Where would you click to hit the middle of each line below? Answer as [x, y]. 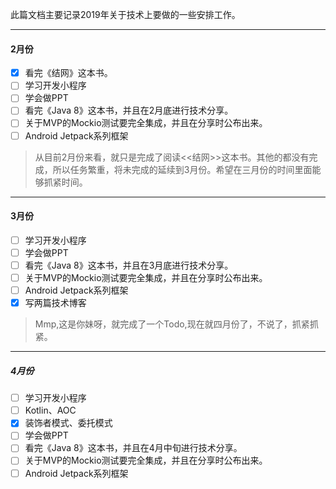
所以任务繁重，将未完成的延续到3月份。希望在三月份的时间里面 [182, 169]
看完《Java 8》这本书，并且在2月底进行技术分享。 [129, 110]
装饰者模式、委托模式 [68, 423]
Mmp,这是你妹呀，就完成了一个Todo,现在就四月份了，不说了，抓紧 [172, 324]
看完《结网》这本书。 [68, 73]
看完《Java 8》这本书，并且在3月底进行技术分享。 [129, 265]
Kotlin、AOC [50, 410]
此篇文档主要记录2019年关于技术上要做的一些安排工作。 [125, 14]
